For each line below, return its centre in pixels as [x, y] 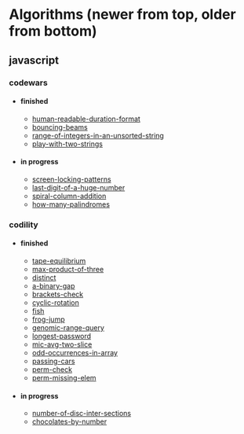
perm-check [52, 370]
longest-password [62, 337]
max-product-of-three [68, 270]
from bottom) [53, 31]
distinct [44, 278]
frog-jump [48, 319]
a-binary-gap [53, 286]
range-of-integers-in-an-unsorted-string [98, 135]
